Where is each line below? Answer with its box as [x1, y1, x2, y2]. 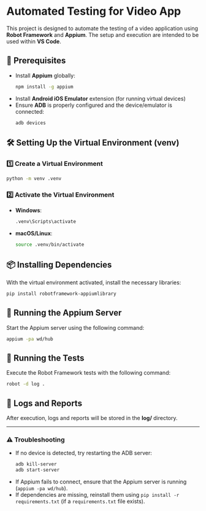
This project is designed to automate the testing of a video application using [6, 25, 198, 32]
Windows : [15, 207, 42, 214]
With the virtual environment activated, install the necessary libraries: [6, 278, 181, 286]
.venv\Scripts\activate [15, 219, 77, 225]
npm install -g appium [15, 84, 74, 90]
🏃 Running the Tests [6, 353, 85, 363]
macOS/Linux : [15, 230, 53, 237]
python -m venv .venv [6, 176, 62, 182]
